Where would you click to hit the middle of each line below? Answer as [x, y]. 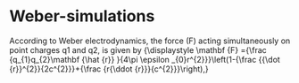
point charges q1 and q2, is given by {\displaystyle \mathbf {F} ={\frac [138, 49]
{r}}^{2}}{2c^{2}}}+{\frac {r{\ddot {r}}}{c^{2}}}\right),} [109, 69]
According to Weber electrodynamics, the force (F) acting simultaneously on [150, 41]
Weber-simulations [82, 16]
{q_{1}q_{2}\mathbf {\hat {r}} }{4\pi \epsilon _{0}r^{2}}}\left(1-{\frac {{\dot [145, 59]
